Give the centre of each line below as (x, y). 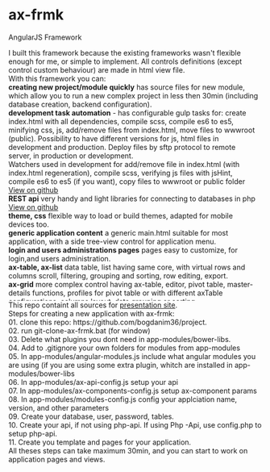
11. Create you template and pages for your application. (100, 442)
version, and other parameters (59, 407)
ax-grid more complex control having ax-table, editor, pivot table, (117, 284)
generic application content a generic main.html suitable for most (118, 232)
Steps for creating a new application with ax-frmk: (91, 313)
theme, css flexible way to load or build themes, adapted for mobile (121, 215)
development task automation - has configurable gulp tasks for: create (127, 113)
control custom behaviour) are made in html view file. (97, 69)
